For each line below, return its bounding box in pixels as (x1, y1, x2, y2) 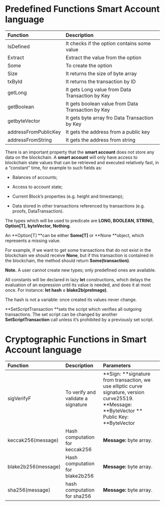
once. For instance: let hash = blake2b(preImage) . (5, 287, 108, 293)
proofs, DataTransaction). (12, 208, 64, 214)
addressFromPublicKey (7, 128, 61, 135)
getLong (7, 89, 27, 96)
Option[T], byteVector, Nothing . (5, 223, 71, 229)
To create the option (65, 62, 112, 69)
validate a (65, 395, 88, 402)
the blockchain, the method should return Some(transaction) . (5, 257, 130, 264)
